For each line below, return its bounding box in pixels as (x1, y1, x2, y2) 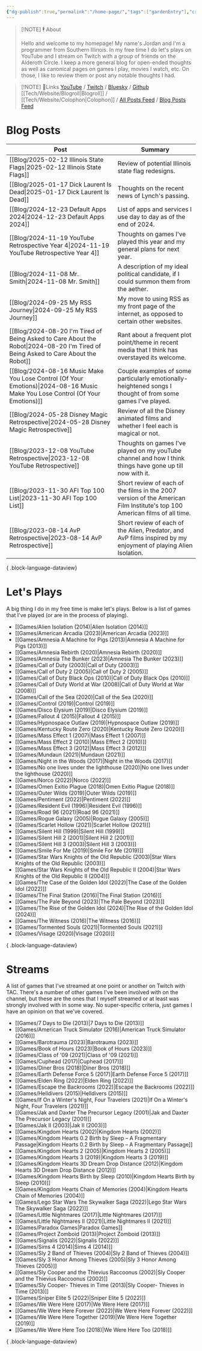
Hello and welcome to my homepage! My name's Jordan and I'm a (20, 40, 185, 47)
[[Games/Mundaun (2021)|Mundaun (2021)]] (14, 751, 125, 758)
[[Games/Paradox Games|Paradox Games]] (14, 1224, 123, 1231)
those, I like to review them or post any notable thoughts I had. (20, 72, 176, 79)
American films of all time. (117, 509, 191, 517)
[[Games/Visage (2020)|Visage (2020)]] (14, 930, 115, 937)
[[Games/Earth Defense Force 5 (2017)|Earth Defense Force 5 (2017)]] (14, 1071, 189, 1078)
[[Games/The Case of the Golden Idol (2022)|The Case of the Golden (14, 879, 187, 886)
